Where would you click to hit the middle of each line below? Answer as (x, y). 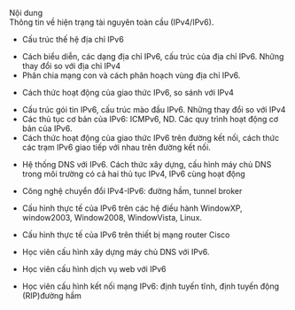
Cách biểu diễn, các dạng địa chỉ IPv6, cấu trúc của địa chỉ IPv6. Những (153, 56)
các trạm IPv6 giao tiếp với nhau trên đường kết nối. (116, 147)
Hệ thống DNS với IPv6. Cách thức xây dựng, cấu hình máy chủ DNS (147, 164)
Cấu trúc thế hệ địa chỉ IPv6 (73, 39)
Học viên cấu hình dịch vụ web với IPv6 (94, 269)
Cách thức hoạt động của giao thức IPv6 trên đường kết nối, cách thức (151, 138)
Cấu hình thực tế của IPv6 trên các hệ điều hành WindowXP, (132, 208)
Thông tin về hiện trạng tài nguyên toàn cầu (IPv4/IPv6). (112, 22)
